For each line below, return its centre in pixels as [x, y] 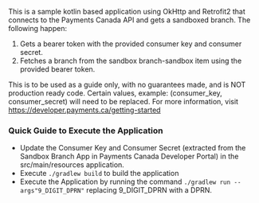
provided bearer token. [57, 69]
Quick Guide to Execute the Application [86, 131]
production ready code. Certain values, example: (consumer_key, [116, 93]
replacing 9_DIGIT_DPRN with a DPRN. [149, 190]
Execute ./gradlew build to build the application [99, 174]
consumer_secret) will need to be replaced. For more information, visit [124, 101]
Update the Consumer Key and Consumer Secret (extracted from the [133, 148]
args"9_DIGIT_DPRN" [52, 191]
